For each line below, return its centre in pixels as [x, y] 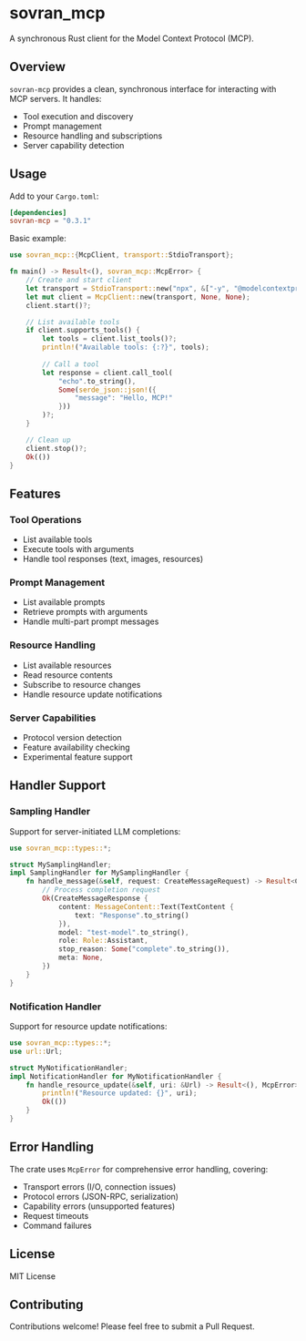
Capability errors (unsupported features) [99, 1206]
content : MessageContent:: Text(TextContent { [146, 906]
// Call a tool [71, 364]
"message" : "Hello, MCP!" [123, 398]
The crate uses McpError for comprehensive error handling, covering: [139, 1169]
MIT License [33, 1276]
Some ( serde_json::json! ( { [107, 390]
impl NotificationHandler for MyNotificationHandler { [116, 1076]
